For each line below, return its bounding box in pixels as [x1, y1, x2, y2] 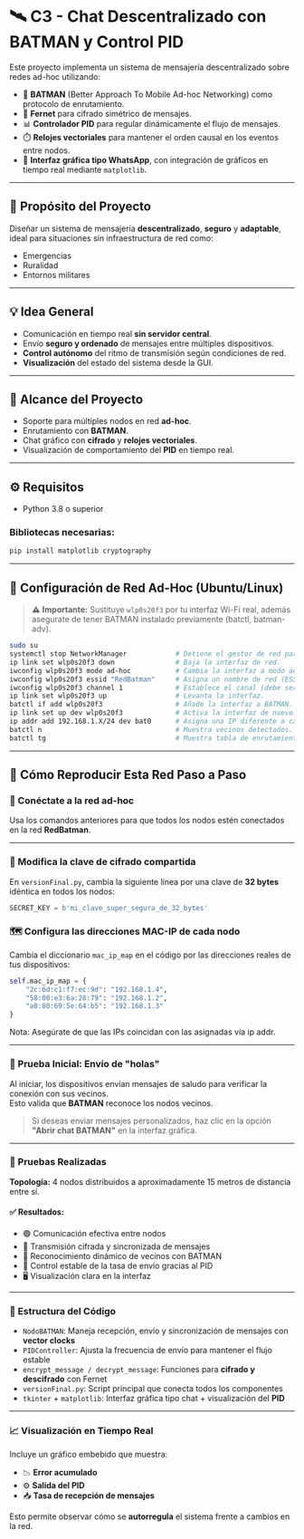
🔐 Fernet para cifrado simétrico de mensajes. [22, 108, 192, 119]
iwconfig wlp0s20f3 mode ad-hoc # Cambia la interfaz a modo [9, 666, 285, 675]
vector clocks [22, 1335, 75, 1346]
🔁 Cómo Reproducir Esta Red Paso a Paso [9, 767, 247, 783]
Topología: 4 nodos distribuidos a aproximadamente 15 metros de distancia [9, 1176, 291, 1187]
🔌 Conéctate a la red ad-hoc [9, 794, 134, 806]
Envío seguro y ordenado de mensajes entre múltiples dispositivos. [22, 338, 274, 349]
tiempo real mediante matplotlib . [22, 164, 147, 175]
